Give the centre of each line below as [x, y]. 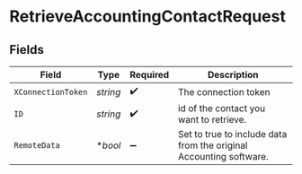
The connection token [225, 91]
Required [150, 75]
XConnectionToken [51, 92]
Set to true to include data [233, 134]
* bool [108, 145]
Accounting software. [224, 157]
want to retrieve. [213, 120]
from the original [213, 145]
